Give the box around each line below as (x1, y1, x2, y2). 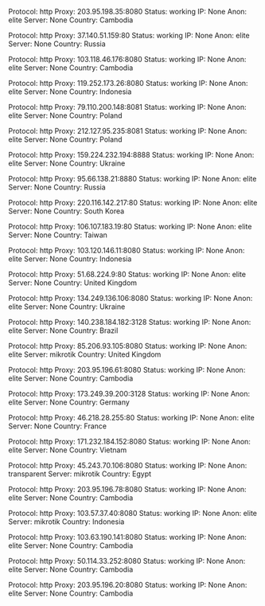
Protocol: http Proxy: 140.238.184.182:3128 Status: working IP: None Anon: (8, 318, 251, 326)
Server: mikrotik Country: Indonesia (8, 517, 125, 526)
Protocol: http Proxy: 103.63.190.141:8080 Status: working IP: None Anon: (8, 533, 247, 541)
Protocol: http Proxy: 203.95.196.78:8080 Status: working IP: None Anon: (8, 485, 247, 494)
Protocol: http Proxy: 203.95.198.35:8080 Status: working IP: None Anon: (8, 7, 247, 16)
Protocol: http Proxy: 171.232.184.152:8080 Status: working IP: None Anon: (8, 437, 251, 446)
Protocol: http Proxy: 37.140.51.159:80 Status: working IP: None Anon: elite (8, 31, 250, 40)
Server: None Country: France (8, 421, 107, 431)
